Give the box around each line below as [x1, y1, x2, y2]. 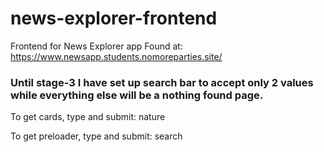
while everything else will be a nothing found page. [10, 88, 264, 102]
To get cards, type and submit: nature [10, 111, 166, 123]
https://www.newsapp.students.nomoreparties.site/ [10, 50, 223, 62]
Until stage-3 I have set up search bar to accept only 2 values [10, 75, 314, 89]
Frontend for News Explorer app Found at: [10, 40, 183, 52]
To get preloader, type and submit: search [10, 130, 183, 142]
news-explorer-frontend [10, 7, 218, 30]
